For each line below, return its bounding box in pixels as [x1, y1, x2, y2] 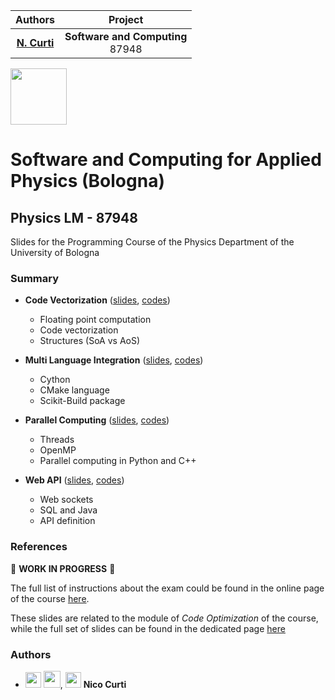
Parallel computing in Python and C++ [39, 455, 197, 467]
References [10, 540, 68, 554]
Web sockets [39, 494, 94, 506]
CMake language [39, 384, 110, 396]
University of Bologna [10, 247, 100, 258]
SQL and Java [39, 504, 98, 516]
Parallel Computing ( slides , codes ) [24, 414, 170, 426]
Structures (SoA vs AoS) [39, 335, 141, 347]
